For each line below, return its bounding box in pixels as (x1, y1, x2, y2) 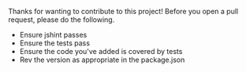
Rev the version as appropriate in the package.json (19, 55, 185, 64)
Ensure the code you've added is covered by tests (19, 47, 183, 56)
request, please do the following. (8, 15, 115, 24)
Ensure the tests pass (19, 38, 91, 48)
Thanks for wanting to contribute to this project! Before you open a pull (8, 7, 239, 16)
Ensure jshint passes (19, 31, 88, 39)
